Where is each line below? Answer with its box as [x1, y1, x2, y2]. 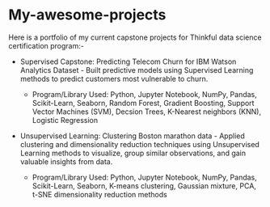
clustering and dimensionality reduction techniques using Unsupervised [19, 139, 260, 149]
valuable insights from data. [19, 156, 113, 167]
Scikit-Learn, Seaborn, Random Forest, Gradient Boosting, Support [32, 98, 255, 108]
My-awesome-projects [8, 6, 167, 24]
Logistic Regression [32, 115, 99, 125]
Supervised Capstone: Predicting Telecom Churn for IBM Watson [19, 57, 237, 66]
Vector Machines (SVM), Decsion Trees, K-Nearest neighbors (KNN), [32, 107, 261, 116]
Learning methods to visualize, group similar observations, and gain [19, 148, 247, 158]
